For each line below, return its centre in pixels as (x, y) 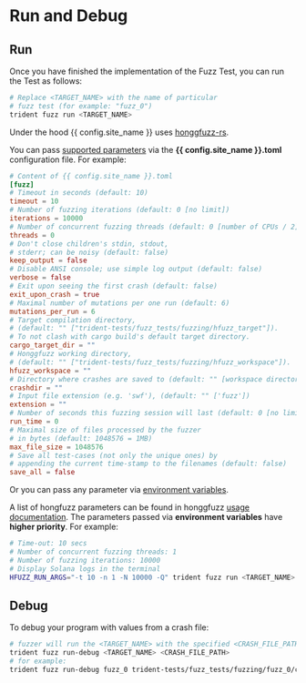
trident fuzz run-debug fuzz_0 (69, 669)
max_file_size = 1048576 (56, 447)
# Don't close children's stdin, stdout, (89, 244)
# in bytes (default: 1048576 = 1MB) (81, 438)
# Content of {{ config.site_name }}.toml (91, 176)
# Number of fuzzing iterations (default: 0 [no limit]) (120, 210)
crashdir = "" (36, 388)
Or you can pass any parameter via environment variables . (119, 490)
